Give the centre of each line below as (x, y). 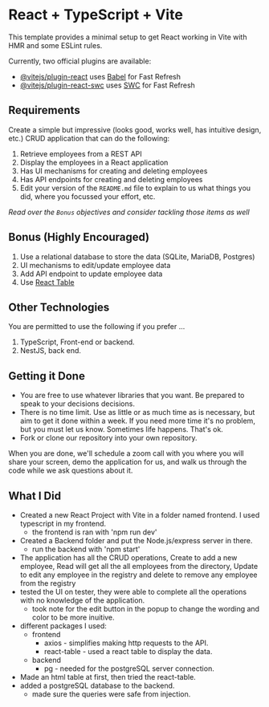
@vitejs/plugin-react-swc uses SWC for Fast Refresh (107, 85)
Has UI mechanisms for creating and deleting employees (114, 171)
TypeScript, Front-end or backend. (77, 342)
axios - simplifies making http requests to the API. (126, 643)
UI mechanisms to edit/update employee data (95, 265)
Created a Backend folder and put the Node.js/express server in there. (136, 540)
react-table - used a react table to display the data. (128, 651)
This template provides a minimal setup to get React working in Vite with (128, 37)
